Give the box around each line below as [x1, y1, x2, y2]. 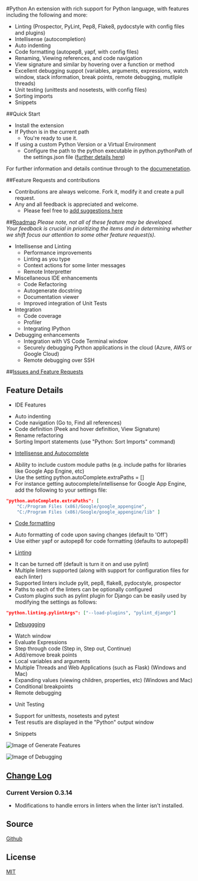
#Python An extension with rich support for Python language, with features [6, 5, 189, 12]
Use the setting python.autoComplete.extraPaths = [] [14, 473, 144, 481]
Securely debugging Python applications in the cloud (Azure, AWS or [23, 344, 192, 351]
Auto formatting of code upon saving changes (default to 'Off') [14, 531, 168, 538]
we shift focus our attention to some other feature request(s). [6, 232, 156, 238]
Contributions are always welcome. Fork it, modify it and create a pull [14, 188, 184, 195]
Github [6, 835, 23, 842]
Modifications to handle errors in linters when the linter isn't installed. [14, 802, 184, 809]
